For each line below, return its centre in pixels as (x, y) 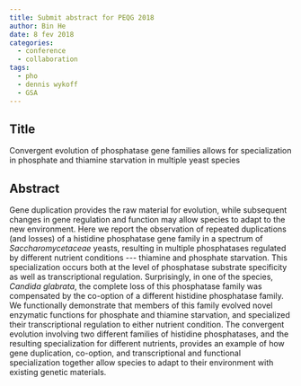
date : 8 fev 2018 (42, 34)
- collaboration (48, 59)
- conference (42, 51)
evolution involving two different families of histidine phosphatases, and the (149, 334)
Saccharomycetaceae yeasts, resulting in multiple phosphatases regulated (148, 249)
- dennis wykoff (48, 84)
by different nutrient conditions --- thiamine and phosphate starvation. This (148, 258)
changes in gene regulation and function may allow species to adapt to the (147, 220)
